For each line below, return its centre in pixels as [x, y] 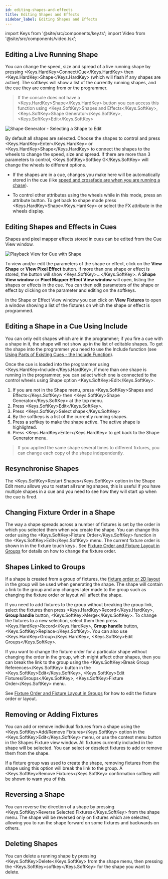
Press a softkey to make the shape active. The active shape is [76, 422]
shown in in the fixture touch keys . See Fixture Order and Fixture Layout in [82, 546]
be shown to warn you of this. [36, 779]
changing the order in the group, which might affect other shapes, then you [83, 657]
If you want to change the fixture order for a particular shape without [76, 652]
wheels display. [28, 211]
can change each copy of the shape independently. [71, 453]
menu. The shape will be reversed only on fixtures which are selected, [78, 817]
